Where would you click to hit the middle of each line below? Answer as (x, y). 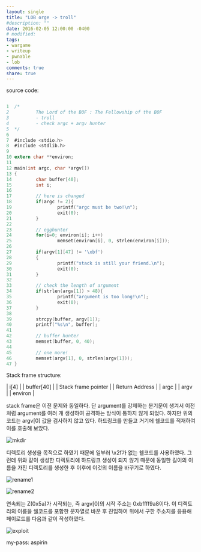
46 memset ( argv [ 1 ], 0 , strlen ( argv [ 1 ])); (70, 358)
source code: (22, 90)
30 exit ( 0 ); (43, 269)
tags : (13, 40)
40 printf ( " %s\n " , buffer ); (52, 325)
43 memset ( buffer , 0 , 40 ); (51, 342)
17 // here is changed (45, 196)
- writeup (19, 51)
